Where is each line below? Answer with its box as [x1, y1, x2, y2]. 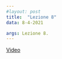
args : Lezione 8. [6, 30, 49, 36]
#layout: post [6, 8, 41, 15]
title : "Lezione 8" [6, 14, 57, 20]
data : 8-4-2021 [6, 19, 44, 25]
